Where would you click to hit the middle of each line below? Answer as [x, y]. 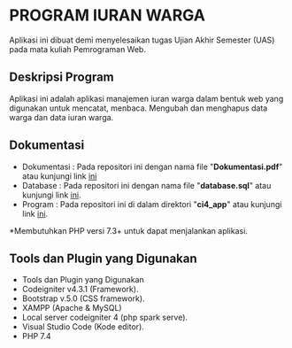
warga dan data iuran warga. [61, 117]
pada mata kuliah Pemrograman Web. [77, 49]
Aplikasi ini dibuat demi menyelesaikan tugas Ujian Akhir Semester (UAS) [142, 40]
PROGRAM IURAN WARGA [108, 15]
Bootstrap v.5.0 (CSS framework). [83, 298]
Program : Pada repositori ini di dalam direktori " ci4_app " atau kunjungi [152, 204]
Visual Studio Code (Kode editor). [83, 327]
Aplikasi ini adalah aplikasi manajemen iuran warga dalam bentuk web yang [146, 98]
